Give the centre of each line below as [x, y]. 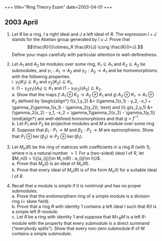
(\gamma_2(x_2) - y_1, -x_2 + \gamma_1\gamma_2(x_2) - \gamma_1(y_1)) [83, 112]
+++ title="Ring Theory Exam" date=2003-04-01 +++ [59, 7]
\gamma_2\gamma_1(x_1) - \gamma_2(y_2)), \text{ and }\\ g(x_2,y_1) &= [82, 107]
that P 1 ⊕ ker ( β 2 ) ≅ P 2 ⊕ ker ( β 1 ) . [47, 137]
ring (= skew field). [30, 201]
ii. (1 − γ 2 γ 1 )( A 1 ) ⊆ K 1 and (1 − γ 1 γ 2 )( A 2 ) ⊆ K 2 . [57, 89]
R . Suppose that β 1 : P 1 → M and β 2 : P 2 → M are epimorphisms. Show [83, 130]
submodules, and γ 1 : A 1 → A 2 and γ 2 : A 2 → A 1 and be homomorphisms [84, 71]
